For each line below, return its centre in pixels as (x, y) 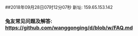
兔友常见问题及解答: (29, 21)
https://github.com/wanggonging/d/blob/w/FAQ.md (69, 28)
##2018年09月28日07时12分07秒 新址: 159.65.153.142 (59, 7)
